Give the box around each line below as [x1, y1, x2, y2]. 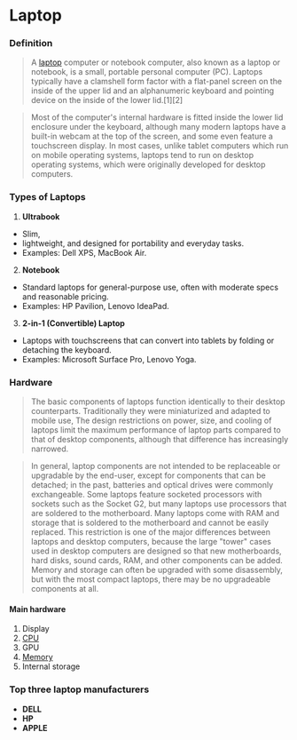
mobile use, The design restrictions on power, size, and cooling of [30, 415, 272, 426]
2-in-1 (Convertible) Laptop [21, 317, 126, 329]
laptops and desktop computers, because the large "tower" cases [30, 537, 272, 547]
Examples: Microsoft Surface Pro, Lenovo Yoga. [21, 354, 197, 364]
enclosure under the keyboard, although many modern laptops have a [30, 122, 286, 132]
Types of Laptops [9, 191, 86, 203]
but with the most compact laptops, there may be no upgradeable [30, 574, 271, 585]
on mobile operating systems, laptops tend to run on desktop [30, 150, 254, 161]
